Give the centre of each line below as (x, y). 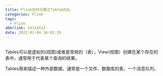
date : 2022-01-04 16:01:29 (33, 33)
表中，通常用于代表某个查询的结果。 (42, 58)
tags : (11, 19)
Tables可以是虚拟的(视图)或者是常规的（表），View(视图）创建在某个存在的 (82, 52)
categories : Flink (24, 14)
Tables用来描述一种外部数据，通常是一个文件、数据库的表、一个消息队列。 (82, 69)
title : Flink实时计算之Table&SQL (38, 10)
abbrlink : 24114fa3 (25, 28)
